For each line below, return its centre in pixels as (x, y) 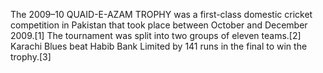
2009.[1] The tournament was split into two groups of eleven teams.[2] (156, 35)
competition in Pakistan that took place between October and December (159, 25)
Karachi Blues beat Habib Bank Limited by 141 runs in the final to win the (159, 46)
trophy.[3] (31, 57)
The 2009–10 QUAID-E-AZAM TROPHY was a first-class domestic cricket (161, 14)
